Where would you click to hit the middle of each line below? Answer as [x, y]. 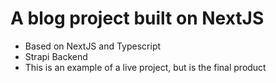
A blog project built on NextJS [137, 18]
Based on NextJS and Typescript [93, 46]
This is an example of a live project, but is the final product [145, 67]
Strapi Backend [56, 56]
